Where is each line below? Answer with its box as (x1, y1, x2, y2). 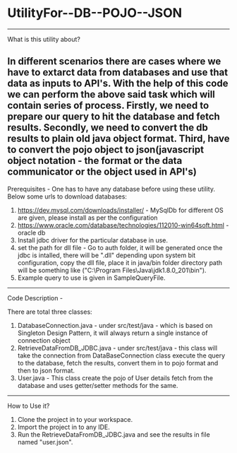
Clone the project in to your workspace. (17, 415, 133, 423)
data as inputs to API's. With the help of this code (7, 78, 229, 90)
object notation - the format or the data (7, 155, 183, 167)
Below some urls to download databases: (7, 192, 127, 201)
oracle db (17, 228, 46, 237)
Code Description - (7, 293, 63, 302)
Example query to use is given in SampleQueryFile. (17, 273, 166, 282)
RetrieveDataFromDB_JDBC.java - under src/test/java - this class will (17, 343, 217, 352)
